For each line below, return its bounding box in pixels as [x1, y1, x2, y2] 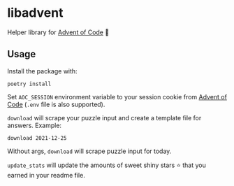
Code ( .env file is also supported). [7, 100, 105, 108]
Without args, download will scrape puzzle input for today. [7, 147, 172, 155]
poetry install [7, 80, 52, 87]
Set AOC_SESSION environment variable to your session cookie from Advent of [7, 92, 227, 101]
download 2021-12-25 [7, 134, 68, 141]
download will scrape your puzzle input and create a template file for [7, 113, 202, 122]
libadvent [7, 5, 64, 21]
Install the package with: [7, 66, 78, 75]
